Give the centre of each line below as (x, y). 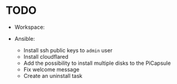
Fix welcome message (52, 69)
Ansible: (25, 38)
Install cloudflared (46, 56)
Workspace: (29, 27)
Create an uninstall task (53, 76)
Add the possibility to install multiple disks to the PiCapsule (97, 63)
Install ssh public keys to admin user (68, 50)
